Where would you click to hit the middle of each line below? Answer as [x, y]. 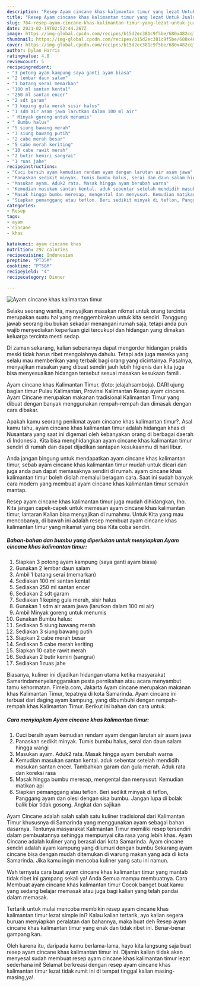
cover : [15, 45]
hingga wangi [32, 748]
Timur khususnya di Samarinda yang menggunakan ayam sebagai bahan [96, 822]
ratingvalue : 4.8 [28, 56]
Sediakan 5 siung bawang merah [55, 625]
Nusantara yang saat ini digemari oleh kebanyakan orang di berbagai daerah [100, 434]
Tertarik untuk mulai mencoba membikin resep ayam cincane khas [88, 908]
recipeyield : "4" [28, 272]
